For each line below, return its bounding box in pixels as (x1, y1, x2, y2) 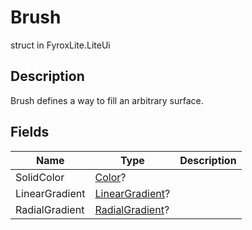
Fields (10, 124, 50, 141)
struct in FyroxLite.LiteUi (10, 39, 111, 51)
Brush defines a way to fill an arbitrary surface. (10, 94, 204, 106)
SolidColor (15, 170, 65, 184)
